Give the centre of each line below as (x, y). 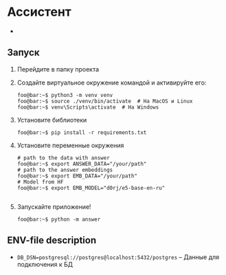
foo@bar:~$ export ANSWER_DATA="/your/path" (82, 164)
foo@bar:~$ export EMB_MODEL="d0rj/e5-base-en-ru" (91, 188)
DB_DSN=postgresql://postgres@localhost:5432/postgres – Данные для (118, 257)
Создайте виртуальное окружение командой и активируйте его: (112, 82)
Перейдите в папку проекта (58, 69)
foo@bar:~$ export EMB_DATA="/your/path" (77, 176)
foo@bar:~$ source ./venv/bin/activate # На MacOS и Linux (105, 101)
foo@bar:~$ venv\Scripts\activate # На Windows (88, 107)
